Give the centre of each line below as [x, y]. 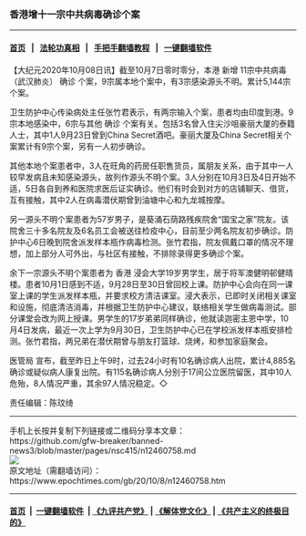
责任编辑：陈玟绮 [41, 402]
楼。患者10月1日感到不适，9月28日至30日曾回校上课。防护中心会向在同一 [147, 283]
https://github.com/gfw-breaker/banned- [87, 440]
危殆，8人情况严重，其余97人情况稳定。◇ [89, 383]
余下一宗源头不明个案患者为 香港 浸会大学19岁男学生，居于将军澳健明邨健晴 [152, 273]
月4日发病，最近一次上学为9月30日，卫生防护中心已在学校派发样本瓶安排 [147, 329]
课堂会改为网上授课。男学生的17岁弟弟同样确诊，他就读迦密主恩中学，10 [153, 318]
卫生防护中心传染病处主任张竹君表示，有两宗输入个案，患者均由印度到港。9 [152, 112]
